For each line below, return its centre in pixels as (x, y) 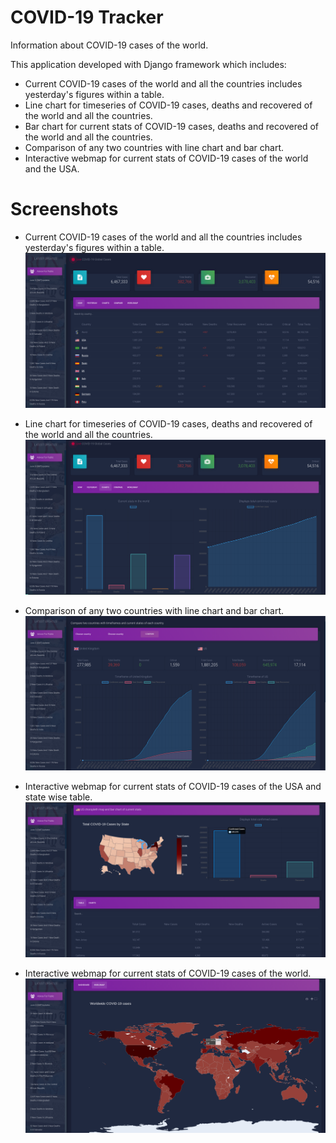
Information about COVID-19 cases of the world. (109, 45)
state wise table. (58, 797)
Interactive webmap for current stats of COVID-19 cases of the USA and (173, 787)
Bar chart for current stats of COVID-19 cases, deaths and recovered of (172, 126)
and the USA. (52, 168)
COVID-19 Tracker (87, 17)
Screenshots (64, 209)
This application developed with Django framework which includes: (148, 64)
